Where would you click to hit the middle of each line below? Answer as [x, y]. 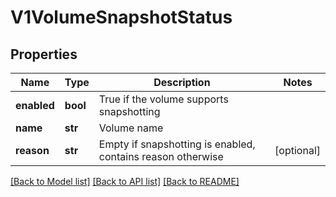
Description [182, 82]
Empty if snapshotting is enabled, [177, 144]
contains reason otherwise [161, 156]
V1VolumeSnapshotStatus [121, 17]
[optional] [297, 150]
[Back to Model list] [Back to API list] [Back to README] [125, 181]
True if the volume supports [163, 99]
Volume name [131, 128]
